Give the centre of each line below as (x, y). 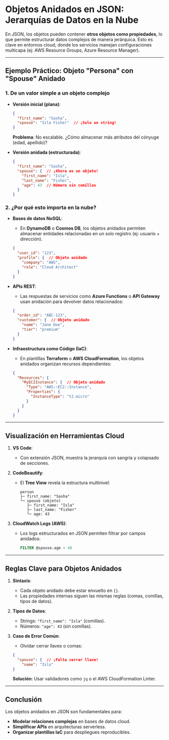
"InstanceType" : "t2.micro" (60, 397)
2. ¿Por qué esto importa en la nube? (51, 207)
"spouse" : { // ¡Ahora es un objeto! (58, 171)
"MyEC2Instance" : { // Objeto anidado (64, 382)
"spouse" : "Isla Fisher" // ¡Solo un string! (67, 123)
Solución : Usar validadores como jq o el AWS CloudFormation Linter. (84, 679)
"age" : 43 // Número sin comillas (59, 185)
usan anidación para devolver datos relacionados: (72, 301)
